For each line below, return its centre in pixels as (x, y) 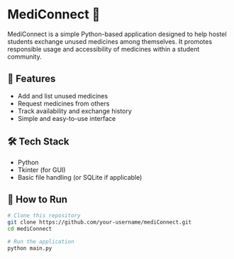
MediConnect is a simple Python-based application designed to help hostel (117, 34)
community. (24, 57)
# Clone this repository (44, 216)
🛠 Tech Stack (38, 142)
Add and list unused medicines (63, 96)
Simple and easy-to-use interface (67, 118)
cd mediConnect (30, 229)
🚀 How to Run (38, 199)
